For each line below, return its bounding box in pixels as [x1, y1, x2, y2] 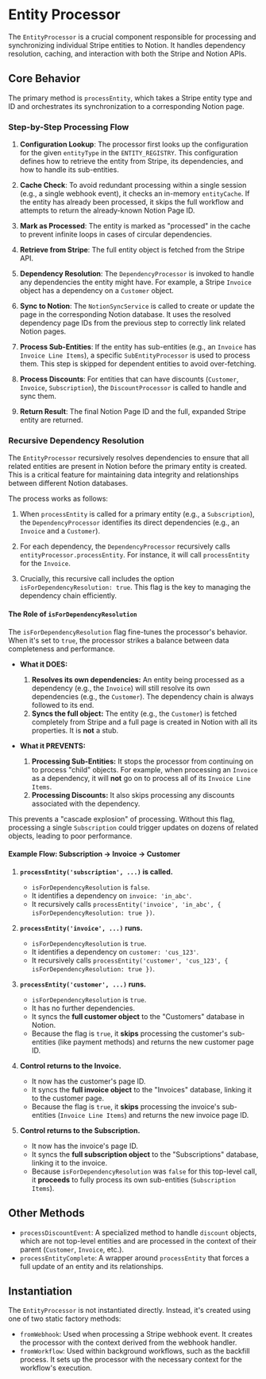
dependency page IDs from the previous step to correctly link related [19, 318, 246, 328]
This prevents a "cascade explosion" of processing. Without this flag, [8, 814, 235, 823]
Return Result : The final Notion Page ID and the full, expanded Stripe [19, 407, 246, 416]
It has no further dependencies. [31, 1003, 136, 1013]
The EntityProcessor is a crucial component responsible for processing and [8, 32, 256, 41]
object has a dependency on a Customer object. [19, 286, 175, 295]
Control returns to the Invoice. [19, 1061, 121, 1070]
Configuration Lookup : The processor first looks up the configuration [19, 139, 249, 149]
